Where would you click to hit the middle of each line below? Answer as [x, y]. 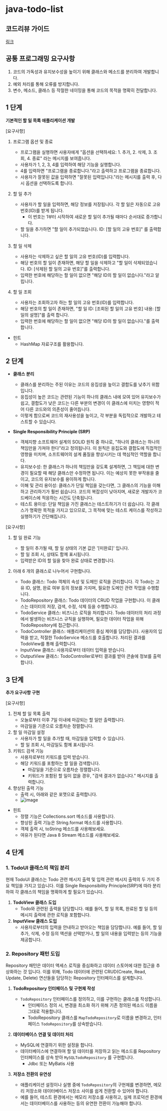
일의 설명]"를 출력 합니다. [44, 315]
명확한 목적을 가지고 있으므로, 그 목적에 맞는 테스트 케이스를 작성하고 [96, 510]
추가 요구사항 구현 [23, 693]
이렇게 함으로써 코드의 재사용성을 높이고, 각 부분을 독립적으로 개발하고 [88, 415]
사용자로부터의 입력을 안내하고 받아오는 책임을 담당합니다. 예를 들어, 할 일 [91, 927]
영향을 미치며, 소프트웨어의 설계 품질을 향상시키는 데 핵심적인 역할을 [86, 454]
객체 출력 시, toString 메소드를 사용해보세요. [63, 829]
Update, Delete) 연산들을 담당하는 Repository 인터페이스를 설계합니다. [75, 978]
